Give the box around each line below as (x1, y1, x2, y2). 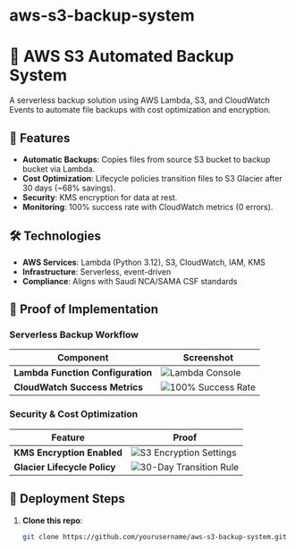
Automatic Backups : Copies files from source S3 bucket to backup (21, 154, 271, 165)
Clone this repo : (21, 515, 83, 526)
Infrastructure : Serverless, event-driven (21, 266, 172, 277)
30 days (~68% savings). (21, 182, 116, 193)
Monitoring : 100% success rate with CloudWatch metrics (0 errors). (21, 201, 274, 212)
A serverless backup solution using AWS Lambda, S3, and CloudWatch (9, 95, 271, 106)
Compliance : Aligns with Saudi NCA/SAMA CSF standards (21, 275, 238, 286)
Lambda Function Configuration (13, 367, 153, 379)
